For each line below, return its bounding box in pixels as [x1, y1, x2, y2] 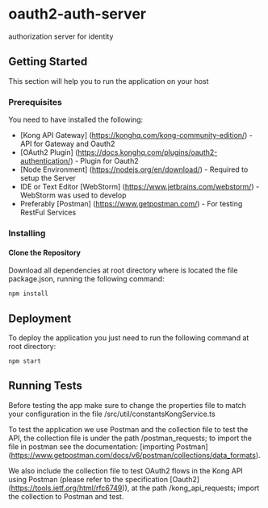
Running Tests [8, 379, 82, 393]
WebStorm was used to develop [19, 190, 127, 200]
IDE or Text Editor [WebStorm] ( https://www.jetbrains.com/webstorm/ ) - [19, 182, 260, 192]
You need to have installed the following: [8, 115, 144, 125]
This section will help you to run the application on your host [8, 76, 209, 85]
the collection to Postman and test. [8, 491, 124, 501]
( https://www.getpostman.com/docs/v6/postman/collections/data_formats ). [8, 450, 261, 460]
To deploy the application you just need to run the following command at [8, 332, 249, 343]
